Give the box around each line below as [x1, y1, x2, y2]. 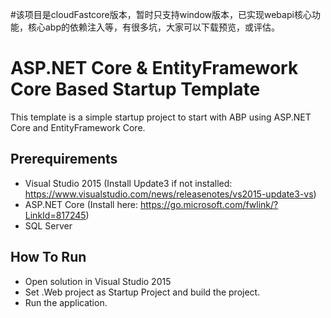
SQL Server [24, 219, 73, 232]
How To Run [10, 249, 87, 266]
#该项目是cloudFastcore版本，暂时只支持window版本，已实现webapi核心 [10, 9, 312, 20]
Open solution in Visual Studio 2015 [24, 275, 172, 287]
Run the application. [24, 296, 108, 308]
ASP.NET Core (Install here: [24, 198, 139, 210]
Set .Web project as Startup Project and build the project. [24, 286, 261, 298]
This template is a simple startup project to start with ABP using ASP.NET [10, 111, 312, 123]
